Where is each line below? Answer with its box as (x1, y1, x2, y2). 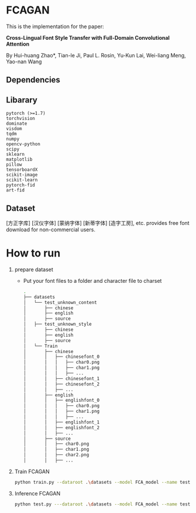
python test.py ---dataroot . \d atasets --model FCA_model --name (14, 501, 177, 507)
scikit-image (6, 172, 38, 178)
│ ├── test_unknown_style (23, 322, 92, 327)
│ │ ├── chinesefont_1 (23, 375, 100, 381)
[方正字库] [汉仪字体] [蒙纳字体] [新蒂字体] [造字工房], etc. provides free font (6, 219, 190, 226)
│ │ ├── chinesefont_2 (23, 381, 100, 387)
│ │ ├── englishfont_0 (23, 398, 100, 403)
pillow (6, 162, 22, 167)
